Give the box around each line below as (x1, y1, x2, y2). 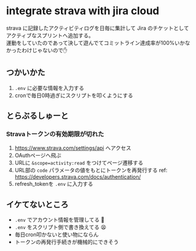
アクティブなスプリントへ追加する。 (6, 31, 94, 39)
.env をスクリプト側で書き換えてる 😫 (14, 224, 107, 231)
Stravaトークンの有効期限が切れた (6, 130, 105, 139)
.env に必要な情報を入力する (14, 84, 85, 91)
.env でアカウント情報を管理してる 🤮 (14, 216, 105, 223)
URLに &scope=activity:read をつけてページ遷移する (14, 159, 143, 166)
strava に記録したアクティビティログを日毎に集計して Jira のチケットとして (6, 24, 189, 31)
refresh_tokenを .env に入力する (14, 181, 94, 188)
